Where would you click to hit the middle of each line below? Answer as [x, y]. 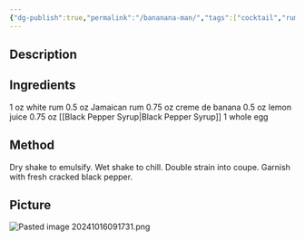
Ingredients [43, 86]
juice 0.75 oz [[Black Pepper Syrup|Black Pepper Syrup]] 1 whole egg [139, 116]
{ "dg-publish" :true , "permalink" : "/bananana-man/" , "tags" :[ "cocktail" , [146, 18]
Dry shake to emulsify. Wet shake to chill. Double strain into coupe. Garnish [150, 167]
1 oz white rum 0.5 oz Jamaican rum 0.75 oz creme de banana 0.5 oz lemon [151, 107]
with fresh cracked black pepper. [71, 177]
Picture [30, 205]
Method [32, 145]
